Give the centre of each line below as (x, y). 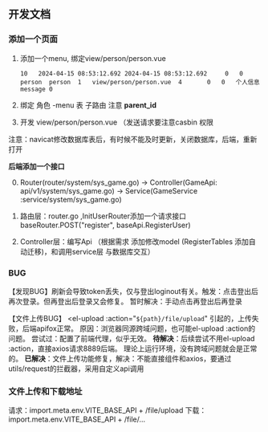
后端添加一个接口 (37, 166)
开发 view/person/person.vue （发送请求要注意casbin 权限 (117, 122)
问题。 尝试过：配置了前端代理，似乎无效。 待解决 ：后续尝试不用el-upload (132, 338)
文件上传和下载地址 (45, 391)
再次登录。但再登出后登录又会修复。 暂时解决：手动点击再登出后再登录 (125, 301)
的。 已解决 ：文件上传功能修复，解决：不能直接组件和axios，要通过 (120, 358)
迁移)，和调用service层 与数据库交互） (91, 251)
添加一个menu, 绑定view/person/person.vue (93, 58)
